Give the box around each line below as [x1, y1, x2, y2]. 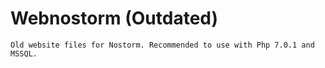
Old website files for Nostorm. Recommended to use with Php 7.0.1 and [10, 40, 315, 50]
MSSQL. [10, 48, 38, 59]
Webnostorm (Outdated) [10, 7, 219, 30]
